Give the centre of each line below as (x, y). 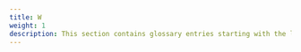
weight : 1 (28, 26)
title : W (26, 17)
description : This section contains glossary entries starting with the (148, 33)
